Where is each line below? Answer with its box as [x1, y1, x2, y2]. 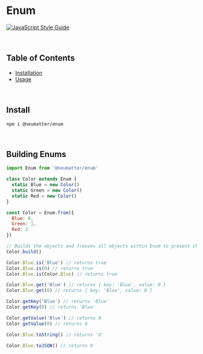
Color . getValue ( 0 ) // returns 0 [6, 321, 88, 327]
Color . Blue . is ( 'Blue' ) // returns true [6, 259, 107, 265]
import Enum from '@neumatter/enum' [6, 165, 98, 172]
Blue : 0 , [11, 215, 34, 221]
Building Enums [6, 149, 66, 159]
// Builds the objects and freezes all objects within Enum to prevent [6, 243, 190, 249]
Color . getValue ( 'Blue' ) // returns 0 [6, 315, 101, 321]
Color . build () [6, 249, 42, 255]
